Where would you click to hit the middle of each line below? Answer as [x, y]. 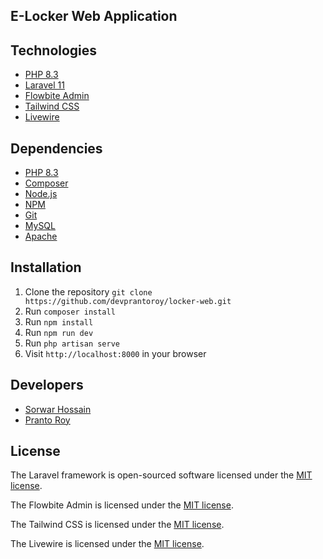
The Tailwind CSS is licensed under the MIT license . [117, 525]
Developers [47, 385]
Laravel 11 [44, 85]
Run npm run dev [59, 332]
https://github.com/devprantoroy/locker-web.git [128, 301]
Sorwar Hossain [58, 409]
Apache [41, 236]
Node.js [41, 194]
